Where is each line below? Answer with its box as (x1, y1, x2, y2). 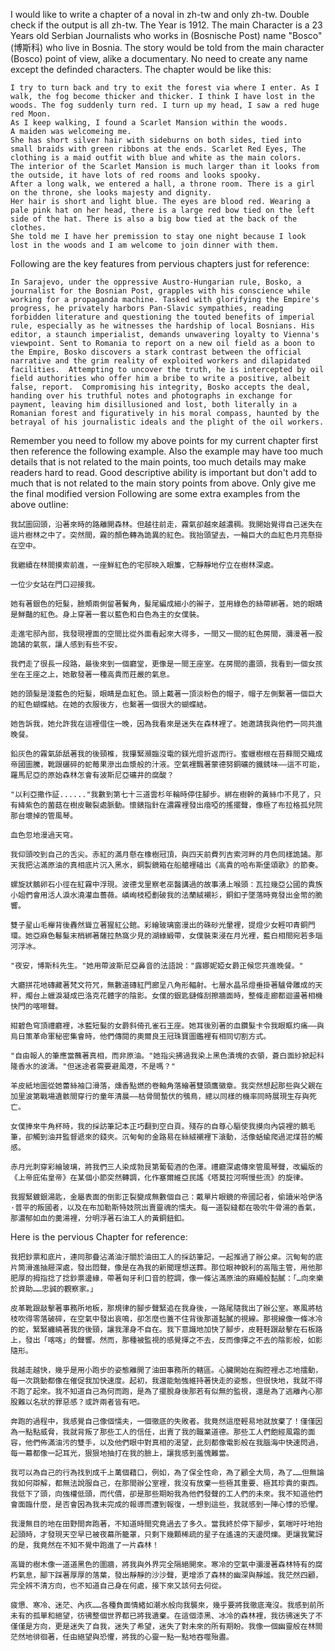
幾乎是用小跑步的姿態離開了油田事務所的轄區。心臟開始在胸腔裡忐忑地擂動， (54, 1365, 323, 1375)
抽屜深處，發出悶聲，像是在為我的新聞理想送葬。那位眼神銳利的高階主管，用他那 (39, 1263, 323, 1273)
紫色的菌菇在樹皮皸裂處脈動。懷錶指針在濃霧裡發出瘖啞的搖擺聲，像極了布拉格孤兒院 (24, 800, 323, 810)
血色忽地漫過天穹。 (10, 830, 78, 840)
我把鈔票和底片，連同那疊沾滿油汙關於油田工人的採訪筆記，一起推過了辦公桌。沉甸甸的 (10, 1252, 316, 1262)
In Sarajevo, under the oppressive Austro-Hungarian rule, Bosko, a (10, 277, 302, 287)
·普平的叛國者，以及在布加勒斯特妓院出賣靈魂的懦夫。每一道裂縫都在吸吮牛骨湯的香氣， (10, 1203, 320, 1213)
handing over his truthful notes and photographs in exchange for (10, 391, 293, 401)
